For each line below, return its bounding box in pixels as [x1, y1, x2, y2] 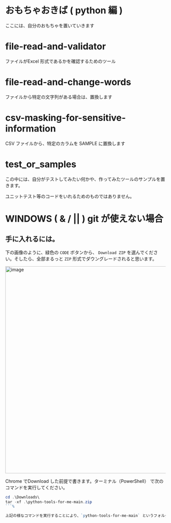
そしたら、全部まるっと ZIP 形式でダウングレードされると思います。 [14, 255, 157, 261]
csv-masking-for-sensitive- [5, 112, 126, 123]
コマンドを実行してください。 [5, 484, 68, 490]
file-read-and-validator [5, 41, 106, 53]
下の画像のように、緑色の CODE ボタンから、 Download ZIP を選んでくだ [5, 249, 154, 255]
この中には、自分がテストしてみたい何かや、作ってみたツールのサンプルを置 [5, 176, 165, 182]
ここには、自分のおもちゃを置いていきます [5, 22, 95, 29]
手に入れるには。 [5, 235, 59, 244]
